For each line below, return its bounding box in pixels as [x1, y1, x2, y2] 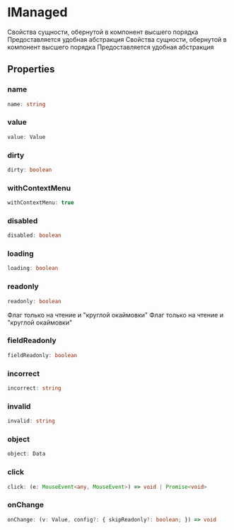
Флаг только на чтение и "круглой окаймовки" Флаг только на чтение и [7, 310, 224, 319]
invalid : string [7, 417, 55, 425]
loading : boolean [7, 265, 59, 272]
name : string [7, 101, 46, 108]
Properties [7, 63, 55, 75]
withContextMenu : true [7, 199, 74, 206]
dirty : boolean [7, 166, 52, 174]
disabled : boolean [7, 232, 62, 239]
